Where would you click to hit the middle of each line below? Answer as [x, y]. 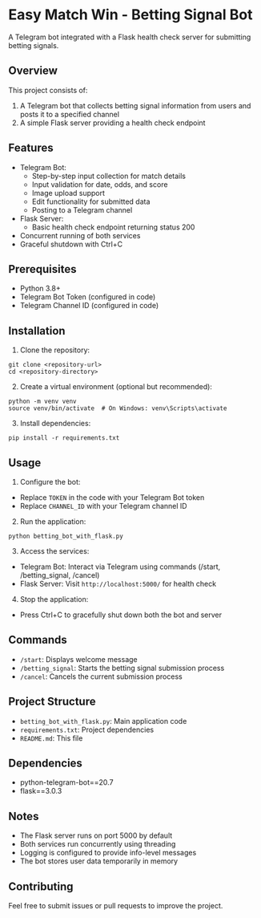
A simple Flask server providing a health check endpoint [112, 123]
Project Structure [52, 702]
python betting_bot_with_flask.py [66, 536]
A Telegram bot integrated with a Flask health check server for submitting [130, 37]
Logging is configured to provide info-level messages [108, 853]
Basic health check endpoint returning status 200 [113, 227]
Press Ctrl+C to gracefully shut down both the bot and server [121, 615]
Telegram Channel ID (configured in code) [89, 306]
